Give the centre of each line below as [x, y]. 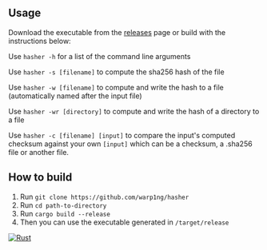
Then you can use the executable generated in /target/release [124, 222]
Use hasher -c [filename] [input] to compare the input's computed [122, 135]
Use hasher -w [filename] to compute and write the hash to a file [116, 87]
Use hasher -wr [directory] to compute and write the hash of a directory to [134, 111]
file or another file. [39, 152]
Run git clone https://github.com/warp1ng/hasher [104, 196]
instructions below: [40, 41]
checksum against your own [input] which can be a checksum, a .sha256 [131, 144]
